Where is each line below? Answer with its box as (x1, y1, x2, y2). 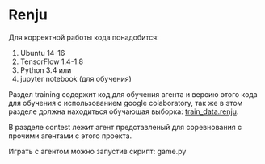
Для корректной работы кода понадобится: (8, 32, 159, 42)
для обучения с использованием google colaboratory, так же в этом (8, 98, 243, 107)
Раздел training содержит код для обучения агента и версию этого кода (8, 89, 258, 99)
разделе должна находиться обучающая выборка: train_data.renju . (8, 107, 239, 116)
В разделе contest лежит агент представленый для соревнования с (8, 122, 242, 132)
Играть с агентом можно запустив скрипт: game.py (8, 146, 187, 156)
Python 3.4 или (19, 65, 72, 74)
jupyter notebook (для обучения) (19, 74, 132, 83)
